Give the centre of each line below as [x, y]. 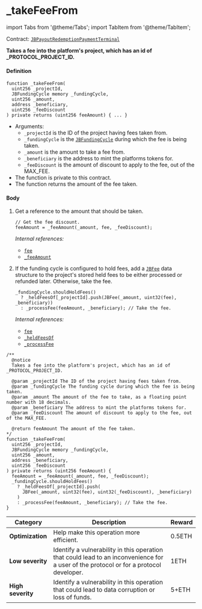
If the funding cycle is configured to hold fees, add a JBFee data [93, 268]
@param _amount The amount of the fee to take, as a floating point [99, 397]
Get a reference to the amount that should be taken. [79, 211]
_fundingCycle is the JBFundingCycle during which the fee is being [105, 139]
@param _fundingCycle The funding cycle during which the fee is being [103, 387]
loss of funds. [72, 598]
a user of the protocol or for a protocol [107, 565]
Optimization [28, 536]
